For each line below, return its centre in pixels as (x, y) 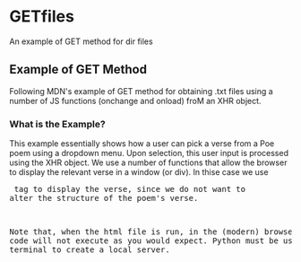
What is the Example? (57, 124)
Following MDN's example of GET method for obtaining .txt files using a (141, 91)
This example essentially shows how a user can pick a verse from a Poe (142, 144)
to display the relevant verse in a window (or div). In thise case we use (139, 172)
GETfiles (42, 17)
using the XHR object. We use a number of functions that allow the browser (148, 162)
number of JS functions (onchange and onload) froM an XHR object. (135, 100)
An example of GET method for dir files (82, 41)
